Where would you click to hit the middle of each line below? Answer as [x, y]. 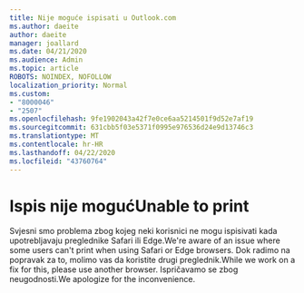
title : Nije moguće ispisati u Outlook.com [93, 18]
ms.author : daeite [44, 26]
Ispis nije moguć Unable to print [129, 206]
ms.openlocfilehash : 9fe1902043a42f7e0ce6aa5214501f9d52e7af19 [132, 119]
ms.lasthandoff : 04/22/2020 [63, 152]
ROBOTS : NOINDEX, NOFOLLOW [60, 77]
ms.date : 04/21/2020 [49, 52]
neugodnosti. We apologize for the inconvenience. [103, 279]
